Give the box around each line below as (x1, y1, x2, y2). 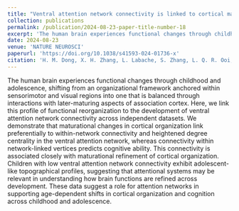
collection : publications (7, 17, 84, 24)
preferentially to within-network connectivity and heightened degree (7, 129, 208, 137)
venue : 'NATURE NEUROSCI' (7, 43, 84, 50)
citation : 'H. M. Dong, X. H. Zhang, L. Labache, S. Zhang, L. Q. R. (7, 57, 218, 64)
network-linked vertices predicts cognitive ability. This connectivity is (7, 144, 211, 153)
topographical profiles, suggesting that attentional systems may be (18, 166, 215, 175)
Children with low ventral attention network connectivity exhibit (7, 159, 193, 168)
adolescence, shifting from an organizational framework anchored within (7, 83, 221, 92)
